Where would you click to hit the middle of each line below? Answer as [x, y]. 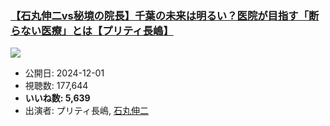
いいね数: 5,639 [57, 98]
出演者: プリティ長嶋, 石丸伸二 [86, 111]
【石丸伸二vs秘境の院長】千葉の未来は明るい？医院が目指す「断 [165, 15]
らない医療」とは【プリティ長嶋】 [92, 30]
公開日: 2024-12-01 [64, 73]
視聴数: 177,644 [56, 86]
